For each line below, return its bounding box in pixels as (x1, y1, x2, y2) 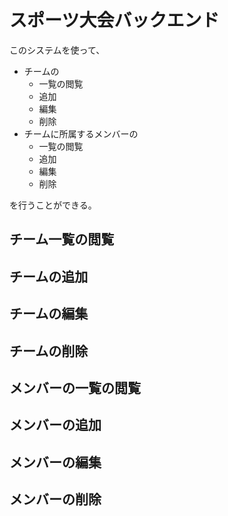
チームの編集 (9, 306, 89, 323)
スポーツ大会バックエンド (9, 9, 220, 32)
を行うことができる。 (9, 199, 97, 211)
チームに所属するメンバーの (23, 127, 139, 140)
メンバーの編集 (9, 454, 102, 471)
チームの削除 (9, 342, 89, 360)
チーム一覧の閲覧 (9, 231, 115, 248)
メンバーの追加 (9, 417, 102, 434)
